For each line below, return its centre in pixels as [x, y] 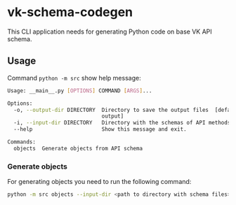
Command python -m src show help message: [74, 78]
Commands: [22, 142]
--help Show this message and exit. [100, 129]
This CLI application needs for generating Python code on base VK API [110, 31]
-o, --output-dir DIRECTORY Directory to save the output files [111, 110]
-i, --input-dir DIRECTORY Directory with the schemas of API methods [122, 123]
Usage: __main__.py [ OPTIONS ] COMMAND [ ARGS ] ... [80, 91]
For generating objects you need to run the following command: [99, 182]
